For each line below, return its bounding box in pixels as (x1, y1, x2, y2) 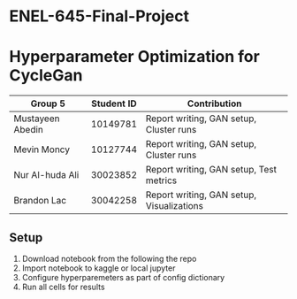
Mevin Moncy (13, 143, 71, 156)
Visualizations (145, 200, 204, 212)
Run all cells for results (21, 281, 105, 292)
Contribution (187, 97, 242, 110)
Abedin (13, 124, 44, 136)
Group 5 (30, 97, 66, 110)
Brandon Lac (13, 195, 67, 207)
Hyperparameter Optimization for (9, 47, 261, 67)
